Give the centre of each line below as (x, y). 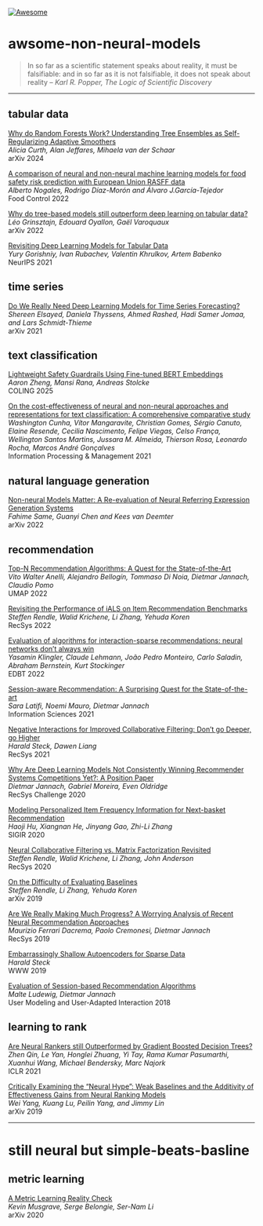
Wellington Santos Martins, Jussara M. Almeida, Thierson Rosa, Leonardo (128, 440)
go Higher (24, 737)
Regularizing (28, 141)
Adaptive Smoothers (83, 141)
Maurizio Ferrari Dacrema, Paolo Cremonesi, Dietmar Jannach (109, 930)
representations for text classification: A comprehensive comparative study (129, 414)
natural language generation (79, 481)
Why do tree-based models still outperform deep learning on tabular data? (128, 213)
